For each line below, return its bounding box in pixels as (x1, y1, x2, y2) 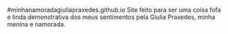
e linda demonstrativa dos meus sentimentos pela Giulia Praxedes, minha (7, 13, 216, 21)
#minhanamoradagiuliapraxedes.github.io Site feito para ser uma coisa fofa (7, 6, 221, 14)
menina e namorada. (7, 20, 66, 28)
